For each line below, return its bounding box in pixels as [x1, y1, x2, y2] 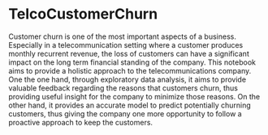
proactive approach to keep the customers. [8, 117, 153, 127]
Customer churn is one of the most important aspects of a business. [8, 32, 237, 41]
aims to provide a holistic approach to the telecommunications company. [8, 65, 252, 75]
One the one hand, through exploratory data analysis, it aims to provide [8, 74, 246, 84]
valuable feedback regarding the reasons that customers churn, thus [8, 82, 238, 93]
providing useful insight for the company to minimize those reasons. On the [8, 91, 261, 101]
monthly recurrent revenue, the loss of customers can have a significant [8, 49, 249, 58]
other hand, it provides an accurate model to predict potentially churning [8, 100, 252, 110]
